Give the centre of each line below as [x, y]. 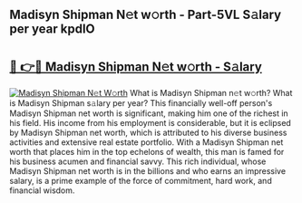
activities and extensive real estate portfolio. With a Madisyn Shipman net [146, 142]
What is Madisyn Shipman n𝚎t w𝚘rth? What [211, 93]
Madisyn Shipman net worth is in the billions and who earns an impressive [148, 171]
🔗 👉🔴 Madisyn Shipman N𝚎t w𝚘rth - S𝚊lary [136, 67]
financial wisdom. [42, 190]
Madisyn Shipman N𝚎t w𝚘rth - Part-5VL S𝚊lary [146, 15]
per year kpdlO [52, 29]
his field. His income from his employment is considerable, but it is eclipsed [151, 123]
